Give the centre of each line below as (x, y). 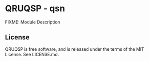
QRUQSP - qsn (35, 9)
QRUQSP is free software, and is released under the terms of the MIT (74, 49)
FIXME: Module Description (32, 22)
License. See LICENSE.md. (32, 54)
